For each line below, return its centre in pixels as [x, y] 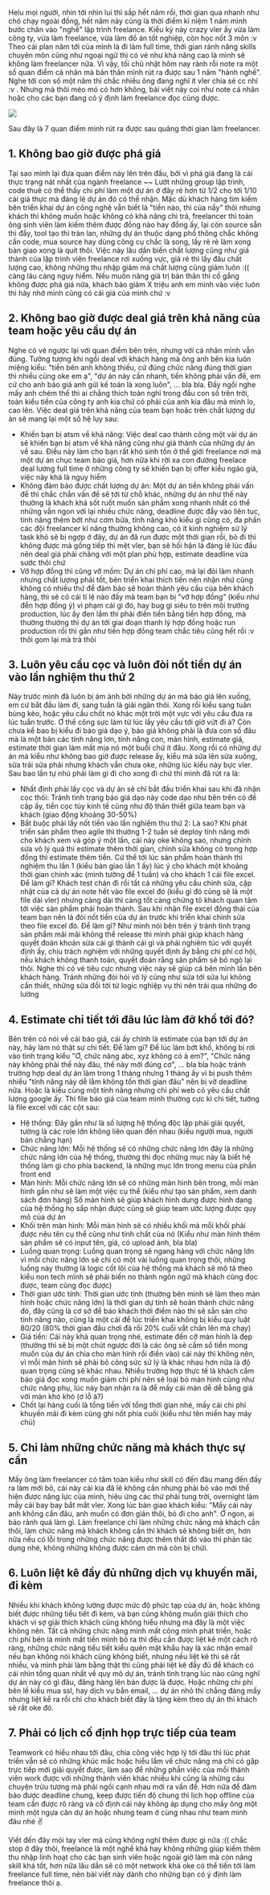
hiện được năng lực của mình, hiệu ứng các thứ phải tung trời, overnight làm [134, 1497]
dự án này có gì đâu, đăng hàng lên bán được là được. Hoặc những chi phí [131, 1682]
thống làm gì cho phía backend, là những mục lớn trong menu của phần [138, 1166]
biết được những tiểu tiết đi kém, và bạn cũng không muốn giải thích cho [128, 1613]
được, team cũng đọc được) [66, 1285]
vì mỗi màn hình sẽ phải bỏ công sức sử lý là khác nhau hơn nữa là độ [135, 1362]
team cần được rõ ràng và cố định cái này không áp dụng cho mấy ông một [133, 1803]
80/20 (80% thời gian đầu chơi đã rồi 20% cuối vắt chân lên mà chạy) [135, 1329]
